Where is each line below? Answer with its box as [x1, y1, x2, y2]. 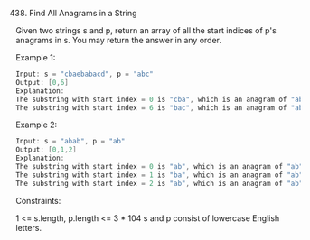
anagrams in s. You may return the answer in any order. [15, 35, 221, 45]
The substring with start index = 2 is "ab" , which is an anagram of [15, 179, 284, 188]
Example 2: [15, 119, 58, 130]
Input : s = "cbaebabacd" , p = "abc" [15, 69, 154, 78]
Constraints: [15, 195, 61, 206]
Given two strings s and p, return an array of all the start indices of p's [15, 25, 277, 35]
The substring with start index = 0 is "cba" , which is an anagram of [15, 95, 287, 104]
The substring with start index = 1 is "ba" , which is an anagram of [15, 171, 284, 180]
